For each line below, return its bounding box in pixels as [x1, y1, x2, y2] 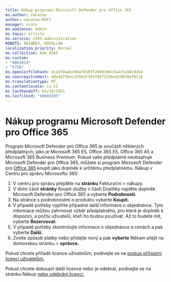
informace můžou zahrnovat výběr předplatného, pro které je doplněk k [12, 208, 164, 214]
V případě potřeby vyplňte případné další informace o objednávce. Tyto [12, 202, 164, 208]
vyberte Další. [12, 229, 43, 236]
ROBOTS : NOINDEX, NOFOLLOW [5, 41, 63, 46]
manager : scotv [5, 22, 38, 27]
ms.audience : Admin [5, 27, 47, 32]
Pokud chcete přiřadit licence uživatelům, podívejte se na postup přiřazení [5, 250, 162, 256]
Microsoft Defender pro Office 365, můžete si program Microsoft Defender [5, 159, 163, 166]
